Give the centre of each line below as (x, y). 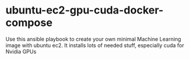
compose (29, 23)
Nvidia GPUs (21, 51)
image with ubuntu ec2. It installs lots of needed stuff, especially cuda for (95, 45)
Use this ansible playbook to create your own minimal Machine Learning (94, 39)
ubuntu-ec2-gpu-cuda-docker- (85, 10)
